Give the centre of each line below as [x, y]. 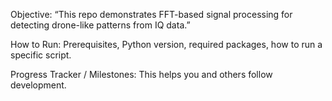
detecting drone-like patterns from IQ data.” [100, 25]
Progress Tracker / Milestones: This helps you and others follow [141, 74]
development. [38, 85]
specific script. [41, 55]
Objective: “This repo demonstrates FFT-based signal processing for [151, 14]
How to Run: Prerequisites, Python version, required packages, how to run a [166, 44]
